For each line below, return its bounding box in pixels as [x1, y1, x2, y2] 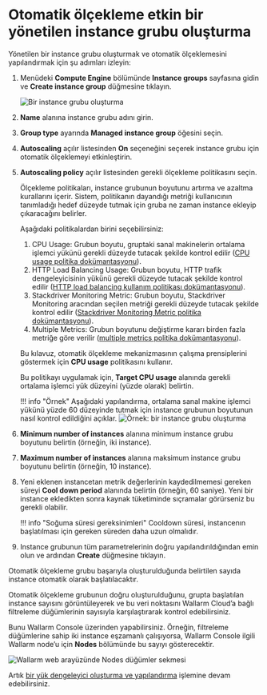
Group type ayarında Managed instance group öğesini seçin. [19, 128, 224, 138]
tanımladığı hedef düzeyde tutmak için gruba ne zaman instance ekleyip [19, 200, 257, 210]
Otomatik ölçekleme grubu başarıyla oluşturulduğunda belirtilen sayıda [8, 565, 241, 575]
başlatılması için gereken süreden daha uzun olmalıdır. [19, 526, 198, 536]
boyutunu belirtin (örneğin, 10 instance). [19, 461, 152, 471]
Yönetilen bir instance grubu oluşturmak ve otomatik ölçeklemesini [8, 49, 228, 58]
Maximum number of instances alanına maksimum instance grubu [19, 453, 241, 462]
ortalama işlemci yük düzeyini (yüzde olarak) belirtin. [19, 381, 194, 390]
